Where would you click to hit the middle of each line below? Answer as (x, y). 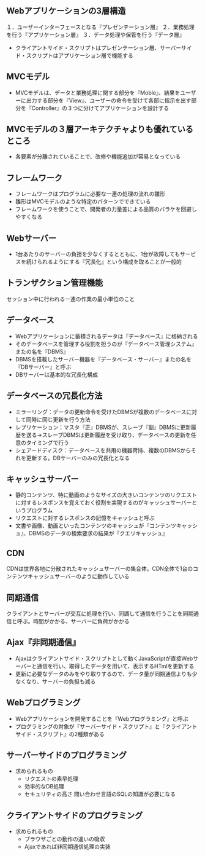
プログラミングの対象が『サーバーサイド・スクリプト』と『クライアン (103, 726)
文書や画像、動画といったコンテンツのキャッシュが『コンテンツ (95, 526)
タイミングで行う (47, 442)
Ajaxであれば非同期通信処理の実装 (68, 847)
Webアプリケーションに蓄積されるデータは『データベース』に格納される (106, 336)
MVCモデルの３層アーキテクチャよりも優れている (100, 129)
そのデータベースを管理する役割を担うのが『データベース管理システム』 (106, 344)
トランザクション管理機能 (54, 283)
